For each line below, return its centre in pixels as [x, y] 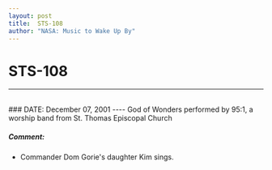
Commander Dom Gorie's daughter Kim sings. [97, 157]
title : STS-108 [36, 23]
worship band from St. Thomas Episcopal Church [90, 118]
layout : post [30, 16]
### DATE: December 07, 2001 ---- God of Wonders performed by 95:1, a [131, 109]
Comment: [27, 136]
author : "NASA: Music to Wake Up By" [72, 31]
